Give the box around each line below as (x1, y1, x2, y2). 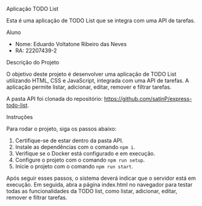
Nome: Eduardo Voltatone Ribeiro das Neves (15, 41, 127, 47)
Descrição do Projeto (6, 59, 60, 66)
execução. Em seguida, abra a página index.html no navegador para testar (6, 181, 193, 188)
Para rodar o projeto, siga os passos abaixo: (6, 125, 117, 132)
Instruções (6, 114, 33, 120)
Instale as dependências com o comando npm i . (15, 143, 136, 151)
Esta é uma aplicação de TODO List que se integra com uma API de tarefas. (6, 17, 196, 24)
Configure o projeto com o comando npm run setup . (15, 156, 145, 163)
